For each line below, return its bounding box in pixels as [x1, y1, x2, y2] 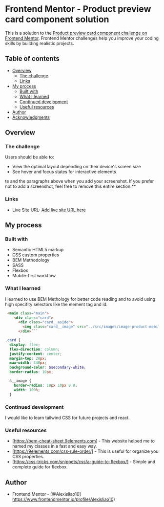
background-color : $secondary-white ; [9, 365, 86, 370]
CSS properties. [12, 454, 44, 460]
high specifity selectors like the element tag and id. [5, 301, 108, 307]
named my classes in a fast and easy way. [12, 443, 97, 449]
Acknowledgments [12, 114, 50, 120]
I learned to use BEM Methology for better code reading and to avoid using [5, 296, 156, 302]
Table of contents [5, 55, 60, 63]
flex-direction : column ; [9, 347, 60, 352]
